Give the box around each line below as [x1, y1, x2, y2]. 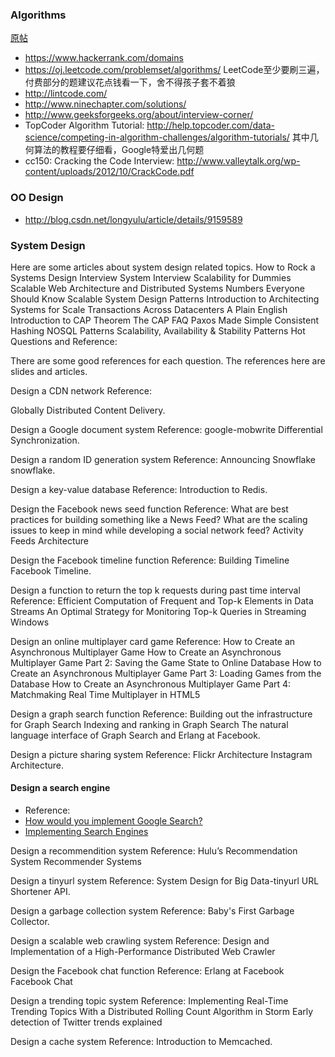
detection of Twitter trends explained [10, 1016, 163, 1028]
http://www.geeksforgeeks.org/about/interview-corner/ [24, 109, 254, 121]
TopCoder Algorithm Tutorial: [24, 119, 145, 132]
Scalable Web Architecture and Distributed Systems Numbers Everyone [10, 282, 305, 294]
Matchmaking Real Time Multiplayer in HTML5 [10, 688, 201, 700]
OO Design [10, 191, 64, 205]
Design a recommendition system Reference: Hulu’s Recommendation [10, 845, 298, 857]
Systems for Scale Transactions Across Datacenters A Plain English [10, 303, 288, 315]
